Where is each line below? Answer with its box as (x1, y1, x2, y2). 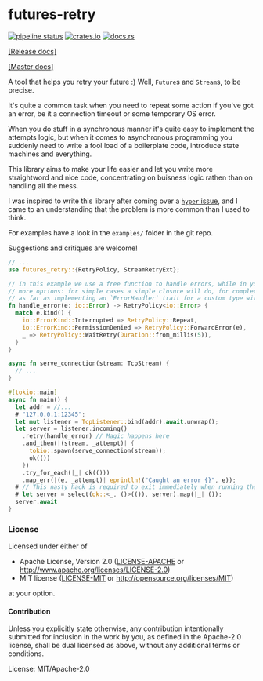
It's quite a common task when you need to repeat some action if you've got (8, 100, 254, 110)
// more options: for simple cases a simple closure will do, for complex (8, 287, 258, 295)
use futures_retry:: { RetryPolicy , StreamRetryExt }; (8, 265, 180, 274)
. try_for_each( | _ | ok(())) (22, 468, 110, 476)
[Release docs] (8, 46, 57, 56)
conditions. (8, 649, 45, 658)
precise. (8, 85, 34, 95)
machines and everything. (8, 149, 92, 158)
